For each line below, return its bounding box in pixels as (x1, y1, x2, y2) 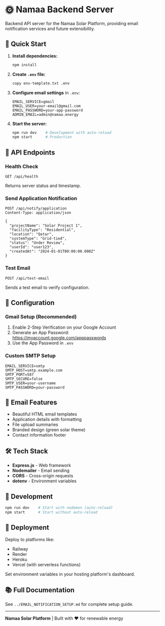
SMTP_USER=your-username (5, 381, 56, 386)
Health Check (5, 163, 38, 170)
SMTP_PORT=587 (5, 372, 34, 377)
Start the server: (12, 121, 47, 127)
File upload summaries (12, 421, 58, 428)
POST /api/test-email (5, 276, 50, 281)
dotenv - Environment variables (12, 478, 77, 484)
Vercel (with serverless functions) (12, 561, 81, 568)
